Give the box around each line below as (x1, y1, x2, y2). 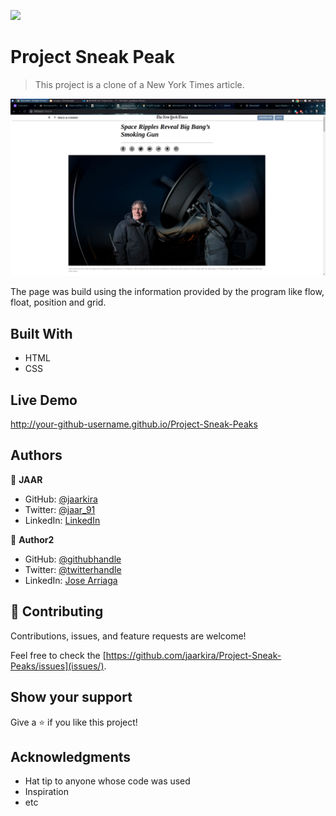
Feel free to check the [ (10, 649, 107, 661)
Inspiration (24, 786, 69, 798)
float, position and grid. (10, 296, 107, 309)
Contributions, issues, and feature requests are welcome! (10, 630, 247, 642)
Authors (10, 447, 63, 464)
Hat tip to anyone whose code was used (24, 775, 191, 787)
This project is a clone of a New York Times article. (34, 78, 245, 90)
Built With (10, 325, 73, 342)
